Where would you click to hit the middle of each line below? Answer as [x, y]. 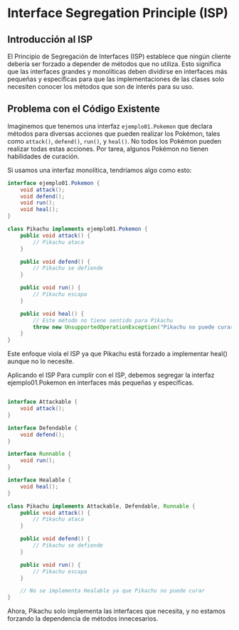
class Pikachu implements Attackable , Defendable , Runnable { [101, 506]
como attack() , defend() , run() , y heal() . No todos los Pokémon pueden [115, 141]
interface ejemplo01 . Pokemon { [54, 183]
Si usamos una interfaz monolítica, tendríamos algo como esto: [100, 170]
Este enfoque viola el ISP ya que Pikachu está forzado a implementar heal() [117, 354]
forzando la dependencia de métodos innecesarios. [83, 619]
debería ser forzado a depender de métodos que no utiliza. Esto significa [114, 64]
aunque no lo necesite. [41, 361]
